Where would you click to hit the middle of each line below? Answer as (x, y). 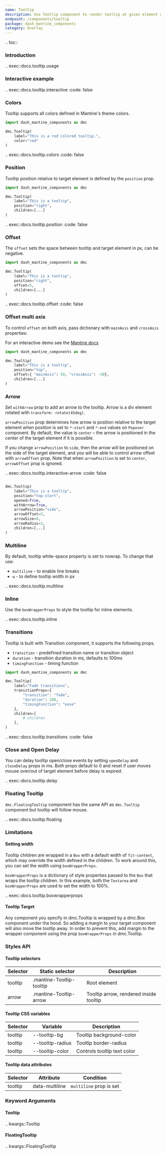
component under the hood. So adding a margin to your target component (81, 923)
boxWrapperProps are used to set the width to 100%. (57, 886)
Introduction (20, 55)
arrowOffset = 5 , (30, 514)
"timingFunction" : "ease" (50, 704)
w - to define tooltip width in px (43, 576)
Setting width (19, 844)
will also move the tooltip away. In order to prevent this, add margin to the (80, 929)
